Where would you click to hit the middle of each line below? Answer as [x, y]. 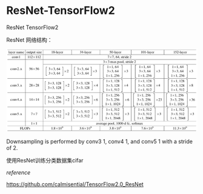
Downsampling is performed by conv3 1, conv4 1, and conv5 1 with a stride [99, 141]
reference [18, 172]
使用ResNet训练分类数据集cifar [45, 160]
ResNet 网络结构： [29, 39]
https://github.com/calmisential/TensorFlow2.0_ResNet [75, 184]
